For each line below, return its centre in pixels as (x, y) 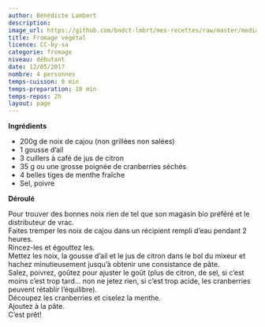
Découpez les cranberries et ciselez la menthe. (85, 298)
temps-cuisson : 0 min (44, 81)
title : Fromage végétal (47, 38)
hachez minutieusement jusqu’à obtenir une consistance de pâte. (114, 265)
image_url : (26, 30)
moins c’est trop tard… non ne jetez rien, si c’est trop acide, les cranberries (129, 281)
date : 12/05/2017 (37, 67)
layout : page (30, 103)
